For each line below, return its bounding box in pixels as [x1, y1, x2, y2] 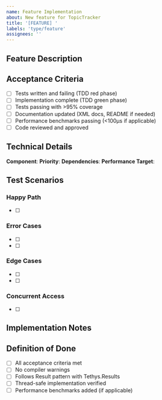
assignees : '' [6, 31, 42, 37]
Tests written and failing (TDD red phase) [14, 90, 117, 97]
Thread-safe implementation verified [14, 380, 107, 387]
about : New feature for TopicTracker [6, 14, 101, 20]
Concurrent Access [6, 292, 65, 300]
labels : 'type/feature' [6, 25, 66, 32]
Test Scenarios [6, 175, 64, 185]
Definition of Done [6, 343, 76, 354]
